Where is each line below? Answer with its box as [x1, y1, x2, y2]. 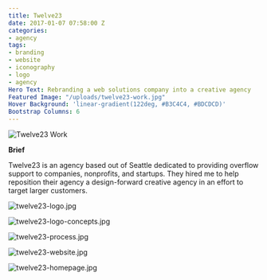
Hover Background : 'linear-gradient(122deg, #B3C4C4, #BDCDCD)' [8, 100, 226, 108]
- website [8, 56, 41, 64]
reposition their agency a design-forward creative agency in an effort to [8, 177, 244, 187]
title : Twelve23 [8, 11, 62, 20]
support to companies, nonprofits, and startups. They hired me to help [8, 169, 239, 178]
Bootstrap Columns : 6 [8, 108, 80, 116]
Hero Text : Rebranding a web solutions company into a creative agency [8, 85, 251, 94]
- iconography [8, 64, 56, 72]
